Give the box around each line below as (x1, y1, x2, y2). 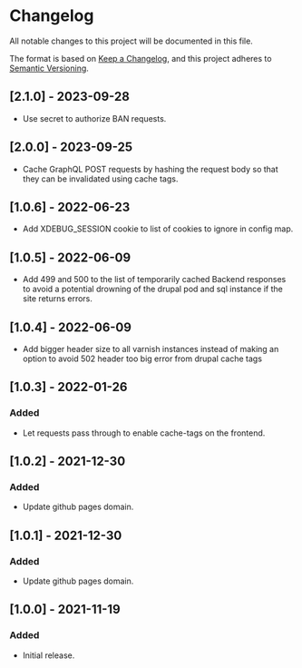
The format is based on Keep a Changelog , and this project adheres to (9, 53, 272, 64)
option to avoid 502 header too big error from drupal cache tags (22, 353, 263, 364)
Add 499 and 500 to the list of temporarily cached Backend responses (22, 274, 287, 285)
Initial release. (22, 650, 75, 661)
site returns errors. (22, 293, 93, 304)
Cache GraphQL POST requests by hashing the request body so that (22, 163, 278, 174)
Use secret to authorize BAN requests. (22, 113, 167, 123)
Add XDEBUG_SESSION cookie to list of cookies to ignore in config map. (22, 223, 294, 234)
